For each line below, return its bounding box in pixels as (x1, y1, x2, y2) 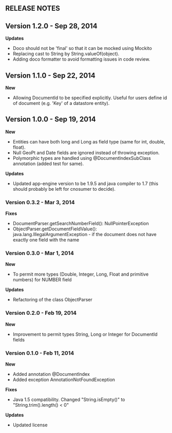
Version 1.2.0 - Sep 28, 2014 (5, 22, 98, 30)
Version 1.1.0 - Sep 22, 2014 (5, 71, 96, 80)
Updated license (12, 422, 48, 428)
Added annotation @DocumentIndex (12, 371, 90, 377)
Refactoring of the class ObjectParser (12, 297, 92, 303)
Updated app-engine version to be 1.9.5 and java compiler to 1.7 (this (12, 180, 159, 187)
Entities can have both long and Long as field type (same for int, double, (12, 138, 165, 145)
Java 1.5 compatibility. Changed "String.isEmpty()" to (12, 396, 125, 403)
